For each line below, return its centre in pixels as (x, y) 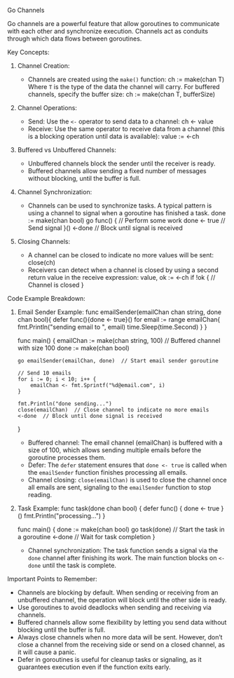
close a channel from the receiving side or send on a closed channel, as (121, 645)
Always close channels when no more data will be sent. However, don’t (120, 637)
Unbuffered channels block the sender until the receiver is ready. (122, 163)
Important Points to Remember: (52, 579)
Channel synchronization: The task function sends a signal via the (123, 550)
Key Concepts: (29, 52)
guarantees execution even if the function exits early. (94, 667)
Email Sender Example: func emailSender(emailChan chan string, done (119, 312)
